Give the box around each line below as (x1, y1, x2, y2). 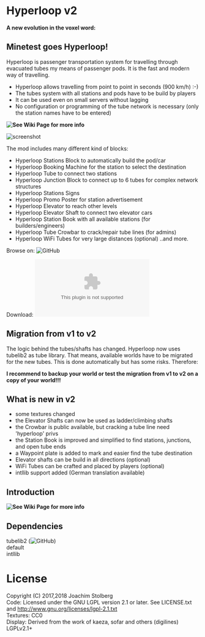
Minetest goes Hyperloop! (6, 42, 108, 52)
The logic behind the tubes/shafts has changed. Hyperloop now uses (6, 345, 181, 352)
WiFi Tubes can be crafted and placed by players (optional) (15, 463, 165, 470)
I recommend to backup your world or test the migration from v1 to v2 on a (6, 369, 199, 377)
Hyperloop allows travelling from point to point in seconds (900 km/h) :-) (15, 83, 199, 90)
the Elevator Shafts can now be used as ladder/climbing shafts (15, 417, 173, 424)
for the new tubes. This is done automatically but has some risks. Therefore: (6, 358, 198, 365)
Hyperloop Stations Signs (15, 189, 80, 196)
